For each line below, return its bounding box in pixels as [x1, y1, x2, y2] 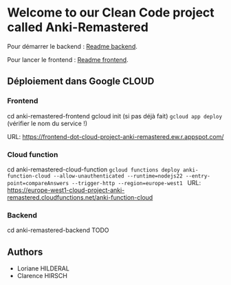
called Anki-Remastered [7, 19, 149, 35]
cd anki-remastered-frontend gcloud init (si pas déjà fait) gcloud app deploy [7, 112, 222, 120]
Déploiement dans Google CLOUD [7, 76, 155, 87]
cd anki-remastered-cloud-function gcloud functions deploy [7, 165, 180, 173]
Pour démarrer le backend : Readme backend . [7, 42, 137, 50]
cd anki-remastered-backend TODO [7, 226, 109, 235]
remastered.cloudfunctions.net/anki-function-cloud [7, 193, 153, 201]
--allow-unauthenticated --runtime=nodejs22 [53, 172, 184, 180]
